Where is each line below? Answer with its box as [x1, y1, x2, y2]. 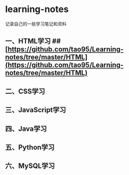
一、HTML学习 [5, 37, 51, 46]
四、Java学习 [5, 124, 47, 133]
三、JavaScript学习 [5, 106, 66, 114]
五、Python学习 [5, 143, 55, 151]
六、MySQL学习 [5, 162, 55, 170]
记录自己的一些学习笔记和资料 [5, 21, 66, 27]
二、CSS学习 [5, 87, 45, 96]
